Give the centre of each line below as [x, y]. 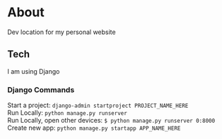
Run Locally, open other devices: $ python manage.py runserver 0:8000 [111, 121]
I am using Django [34, 71]
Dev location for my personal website [62, 32]
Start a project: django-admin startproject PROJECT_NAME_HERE [98, 105]
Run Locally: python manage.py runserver [67, 113]
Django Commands [41, 89]
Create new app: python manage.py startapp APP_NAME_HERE [94, 128]
